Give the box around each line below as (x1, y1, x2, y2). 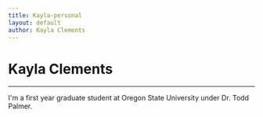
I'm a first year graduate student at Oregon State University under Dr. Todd (8, 93, 249, 103)
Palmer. (8, 101, 33, 111)
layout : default (8, 19, 61, 27)
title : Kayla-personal (8, 11, 82, 20)
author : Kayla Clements (8, 26, 86, 34)
